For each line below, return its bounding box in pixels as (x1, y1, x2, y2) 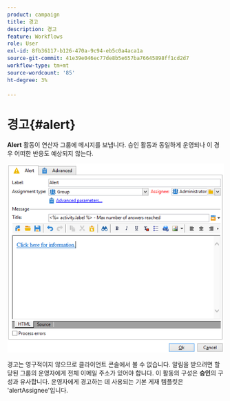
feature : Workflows (7, 33, 63, 40)
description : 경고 (7, 26, 57, 32)
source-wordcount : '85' (7, 69, 76, 76)
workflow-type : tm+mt (7, 62, 70, 69)
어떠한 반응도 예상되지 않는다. (14, 149, 94, 158)
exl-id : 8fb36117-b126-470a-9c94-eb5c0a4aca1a (7, 48, 143, 55)
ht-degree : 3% (7, 77, 48, 84)
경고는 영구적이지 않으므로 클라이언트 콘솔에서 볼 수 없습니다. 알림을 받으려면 (7, 360, 213, 369)
